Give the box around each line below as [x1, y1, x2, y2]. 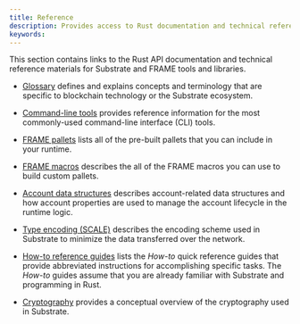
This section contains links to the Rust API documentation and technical [9, 54, 273, 65]
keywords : [9, 29, 46, 38]
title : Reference [9, 12, 74, 22]
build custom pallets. [21, 170, 100, 181]
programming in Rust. [21, 279, 103, 290]
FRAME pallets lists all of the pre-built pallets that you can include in [21, 135, 273, 145]
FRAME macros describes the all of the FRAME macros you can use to [21, 162, 281, 172]
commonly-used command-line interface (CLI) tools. [21, 117, 216, 128]
